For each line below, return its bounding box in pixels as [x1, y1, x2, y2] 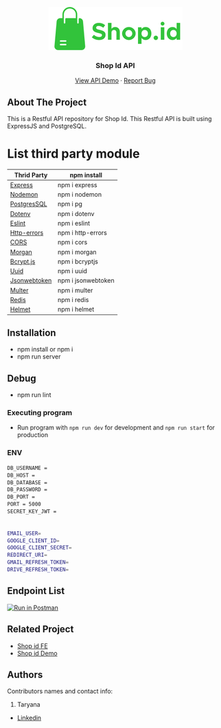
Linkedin [16, 714, 42, 722]
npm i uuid [57, 267, 88, 275]
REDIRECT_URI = [7, 552, 48, 559]
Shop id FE [16, 641, 48, 650]
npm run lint [16, 391, 51, 399]
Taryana [16, 700, 40, 709]
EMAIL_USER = [7, 530, 41, 537]
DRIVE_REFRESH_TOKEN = [7, 566, 69, 573]
